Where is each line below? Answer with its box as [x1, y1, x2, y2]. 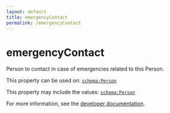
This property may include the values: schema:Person [6, 88, 135, 96]
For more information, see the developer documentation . [6, 100, 145, 108]
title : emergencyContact [6, 14, 68, 20]
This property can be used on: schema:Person [6, 77, 117, 84]
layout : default [6, 8, 47, 15]
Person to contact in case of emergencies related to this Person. [6, 65, 165, 72]
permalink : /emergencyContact [6, 20, 82, 26]
